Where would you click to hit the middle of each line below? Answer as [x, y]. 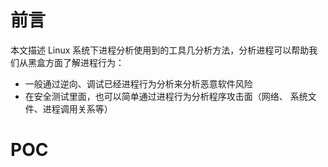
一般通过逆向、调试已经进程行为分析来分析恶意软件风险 [138, 83]
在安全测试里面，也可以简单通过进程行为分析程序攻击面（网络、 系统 [166, 96]
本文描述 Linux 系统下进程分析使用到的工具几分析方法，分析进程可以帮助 [160, 50]
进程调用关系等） [77, 108]
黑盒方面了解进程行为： [76, 62]
